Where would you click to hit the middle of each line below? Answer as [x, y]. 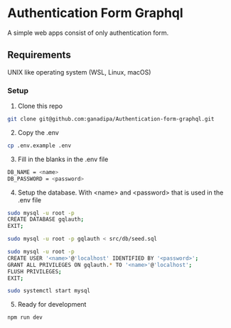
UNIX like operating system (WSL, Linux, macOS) [79, 72]
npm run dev [25, 317]
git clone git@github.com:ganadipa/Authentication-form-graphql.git [111, 119]
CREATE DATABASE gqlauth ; [45, 219]
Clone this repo [40, 106]
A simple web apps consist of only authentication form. [88, 33]
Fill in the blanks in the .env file [63, 159]
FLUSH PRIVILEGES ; [34, 271]
